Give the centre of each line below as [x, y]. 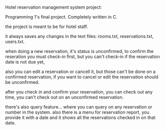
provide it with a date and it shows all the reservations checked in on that [80, 117]
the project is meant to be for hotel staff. [47, 26]
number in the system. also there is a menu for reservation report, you [77, 112]
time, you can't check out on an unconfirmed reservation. [64, 97]
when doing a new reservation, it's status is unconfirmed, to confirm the [79, 51]
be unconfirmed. [22, 82]
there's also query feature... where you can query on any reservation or [79, 107]
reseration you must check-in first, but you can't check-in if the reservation [82, 56]
